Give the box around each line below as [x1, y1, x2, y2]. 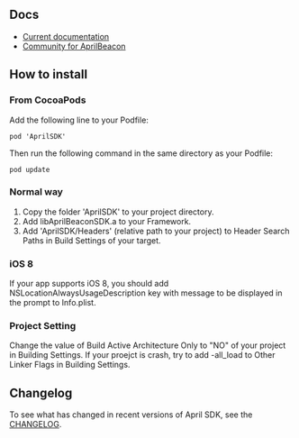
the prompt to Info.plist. [9, 297, 96, 308]
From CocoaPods [9, 94, 86, 106]
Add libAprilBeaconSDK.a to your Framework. [22, 215, 192, 226]
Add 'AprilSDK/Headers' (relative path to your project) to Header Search [22, 225, 290, 236]
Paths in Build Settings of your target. [22, 234, 161, 246]
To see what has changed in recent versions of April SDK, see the [9, 409, 253, 420]
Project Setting [9, 320, 77, 333]
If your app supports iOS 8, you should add [9, 278, 169, 289]
